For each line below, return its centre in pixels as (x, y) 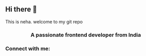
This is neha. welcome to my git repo (44, 21)
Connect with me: (28, 48)
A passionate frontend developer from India (86, 35)
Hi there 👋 (21, 9)
